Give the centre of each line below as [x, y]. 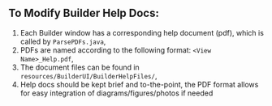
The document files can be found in [80, 67]
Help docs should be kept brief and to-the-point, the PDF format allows [139, 84]
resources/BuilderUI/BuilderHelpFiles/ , [89, 75]
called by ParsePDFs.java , [63, 41]
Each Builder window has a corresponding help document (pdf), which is [142, 32]
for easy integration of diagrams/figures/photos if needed [117, 93]
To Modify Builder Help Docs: [84, 13]
